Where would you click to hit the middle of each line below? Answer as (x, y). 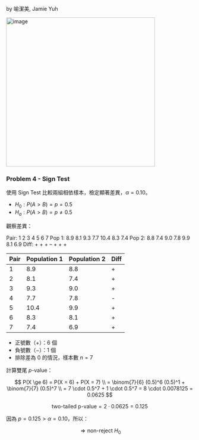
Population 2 (87, 259)
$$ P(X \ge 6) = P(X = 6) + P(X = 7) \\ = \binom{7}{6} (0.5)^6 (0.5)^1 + (100, 382)
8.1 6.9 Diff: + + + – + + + (37, 244)
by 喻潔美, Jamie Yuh (32, 9)
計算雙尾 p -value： (29, 370)
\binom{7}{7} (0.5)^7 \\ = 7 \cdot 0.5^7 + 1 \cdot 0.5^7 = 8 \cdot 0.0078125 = (100, 388)
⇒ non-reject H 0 (101, 431)
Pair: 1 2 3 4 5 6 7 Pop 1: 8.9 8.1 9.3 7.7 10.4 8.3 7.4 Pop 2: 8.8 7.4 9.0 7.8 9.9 (98, 238)
